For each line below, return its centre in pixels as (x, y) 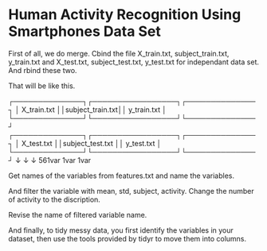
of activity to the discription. (55, 199)
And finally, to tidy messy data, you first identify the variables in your (121, 230)
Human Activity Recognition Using (125, 15)
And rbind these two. (43, 70)
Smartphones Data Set (85, 31)
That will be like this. (42, 86)
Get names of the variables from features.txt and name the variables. (122, 176)
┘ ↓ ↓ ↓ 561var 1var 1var (50, 160)
